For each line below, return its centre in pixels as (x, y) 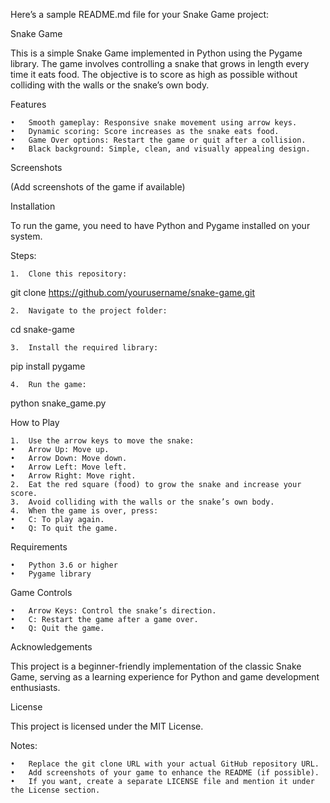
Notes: (24, 745)
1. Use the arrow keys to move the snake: (102, 441)
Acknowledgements (51, 647)
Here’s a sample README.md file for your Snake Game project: (140, 14)
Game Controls (41, 592)
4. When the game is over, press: (84, 511)
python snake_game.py (58, 403)
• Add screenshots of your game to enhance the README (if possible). (165, 773)
